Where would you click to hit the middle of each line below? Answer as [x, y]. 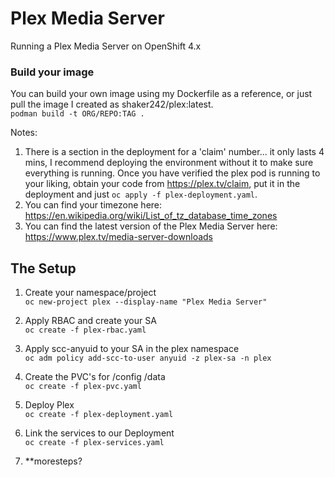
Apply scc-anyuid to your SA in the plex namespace [132, 349]
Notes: [24, 133]
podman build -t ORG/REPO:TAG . [77, 114]
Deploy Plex [49, 405]
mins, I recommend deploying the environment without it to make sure [169, 163]
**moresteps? [53, 461]
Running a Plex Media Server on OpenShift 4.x [106, 46]
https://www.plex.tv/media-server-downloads [118, 237]
